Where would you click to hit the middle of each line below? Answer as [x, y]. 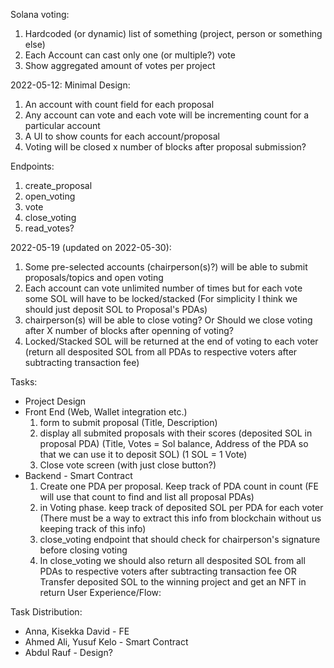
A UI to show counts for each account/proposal [122, 136]
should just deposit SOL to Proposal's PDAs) [116, 309]
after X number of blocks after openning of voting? [129, 330]
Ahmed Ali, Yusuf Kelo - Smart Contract [106, 642]
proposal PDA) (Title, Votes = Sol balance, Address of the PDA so [174, 443]
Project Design [55, 401]
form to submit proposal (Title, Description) [128, 422]
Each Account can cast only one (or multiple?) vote [130, 55]
